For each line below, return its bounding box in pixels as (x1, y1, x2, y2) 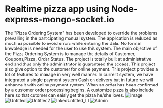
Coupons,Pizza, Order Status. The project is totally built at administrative (5, 56, 152, 62)
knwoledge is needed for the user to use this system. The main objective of (5, 45, 157, 51)
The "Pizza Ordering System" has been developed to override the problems (5, 30, 158, 36)
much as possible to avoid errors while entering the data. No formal (5, 40, 141, 46)
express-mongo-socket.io (5, 14, 114, 25)
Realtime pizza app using (5, 3, 110, 15)
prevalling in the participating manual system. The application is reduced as (5, 35, 158, 41)
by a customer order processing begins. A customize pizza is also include (5, 87, 154, 93)
